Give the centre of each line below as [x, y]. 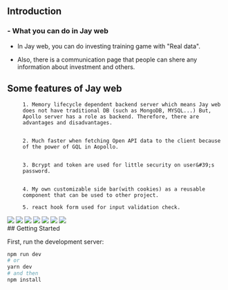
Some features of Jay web [65, 89]
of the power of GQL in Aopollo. [70, 147]
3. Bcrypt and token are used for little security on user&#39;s [118, 165]
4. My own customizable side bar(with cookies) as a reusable [114, 189]
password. [37, 171]
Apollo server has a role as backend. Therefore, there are [111, 117]
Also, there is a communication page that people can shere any [107, 59]
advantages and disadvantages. [67, 123]
